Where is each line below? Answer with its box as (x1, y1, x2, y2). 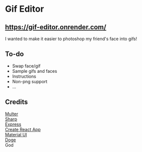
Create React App (5, 126, 41, 132)
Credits (5, 98, 28, 106)
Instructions (12, 73, 37, 79)
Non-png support (12, 78, 48, 84)
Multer (5, 111, 19, 117)
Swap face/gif (12, 63, 41, 69)
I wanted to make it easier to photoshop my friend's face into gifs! (5, 36, 138, 42)
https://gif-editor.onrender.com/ (5, 23, 106, 31)
